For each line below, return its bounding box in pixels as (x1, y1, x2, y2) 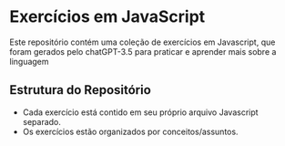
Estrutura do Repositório (9, 82, 152, 98)
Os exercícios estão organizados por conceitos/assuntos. (22, 126, 239, 137)
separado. (22, 116, 62, 127)
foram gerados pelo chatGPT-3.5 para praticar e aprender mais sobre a (9, 46, 277, 57)
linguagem (9, 56, 49, 67)
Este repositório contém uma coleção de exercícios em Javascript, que (9, 36, 276, 47)
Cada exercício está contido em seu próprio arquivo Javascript (22, 107, 259, 118)
